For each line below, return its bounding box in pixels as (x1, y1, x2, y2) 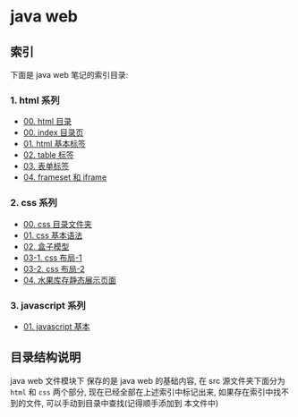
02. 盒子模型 (22, 241, 70, 251)
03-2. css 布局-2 (22, 263, 85, 274)
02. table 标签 (22, 149, 74, 160)
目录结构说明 (10, 350, 81, 365)
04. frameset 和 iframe (22, 172, 107, 183)
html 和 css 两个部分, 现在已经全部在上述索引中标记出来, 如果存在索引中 (10, 387, 274, 397)
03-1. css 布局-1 (22, 252, 83, 263)
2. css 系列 (10, 197, 57, 209)
